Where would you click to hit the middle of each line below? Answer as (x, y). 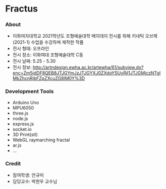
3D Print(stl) (25, 134)
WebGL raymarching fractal (41, 140)
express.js (23, 124)
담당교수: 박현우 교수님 (35, 181)
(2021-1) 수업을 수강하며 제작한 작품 (48, 42)
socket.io (22, 129)
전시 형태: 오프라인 (31, 49)
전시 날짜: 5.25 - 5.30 (34, 61)
